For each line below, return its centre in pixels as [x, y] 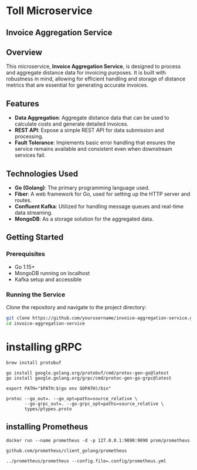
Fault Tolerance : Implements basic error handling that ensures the [95, 143]
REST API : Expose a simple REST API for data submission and [89, 130]
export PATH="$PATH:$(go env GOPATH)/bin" [59, 388]
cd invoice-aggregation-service [45, 323]
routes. [23, 200]
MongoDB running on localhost [52, 273]
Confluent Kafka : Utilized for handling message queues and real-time [99, 207]
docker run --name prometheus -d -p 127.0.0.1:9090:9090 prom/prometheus [98, 440]
